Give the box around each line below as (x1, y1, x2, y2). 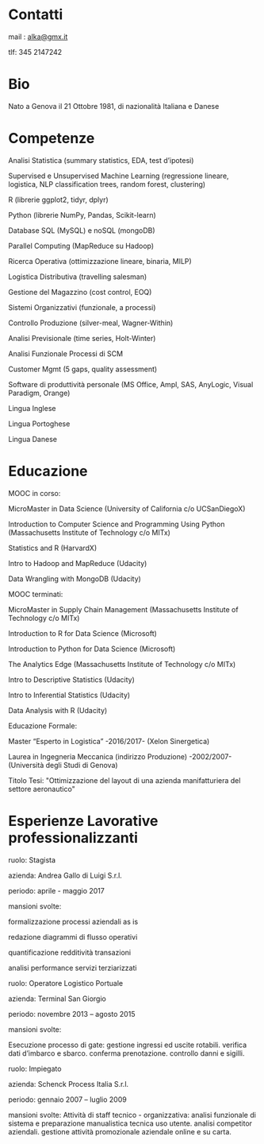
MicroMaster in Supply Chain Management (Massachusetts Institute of (8, 604, 239, 614)
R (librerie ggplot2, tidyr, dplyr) (8, 195, 109, 204)
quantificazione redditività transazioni (8, 948, 132, 957)
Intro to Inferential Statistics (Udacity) (8, 690, 131, 700)
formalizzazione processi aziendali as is (8, 917, 139, 926)
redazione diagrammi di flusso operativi (8, 932, 138, 941)
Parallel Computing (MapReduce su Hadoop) (8, 241, 155, 250)
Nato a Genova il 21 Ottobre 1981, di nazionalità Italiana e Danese (8, 101, 220, 111)
